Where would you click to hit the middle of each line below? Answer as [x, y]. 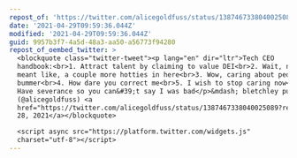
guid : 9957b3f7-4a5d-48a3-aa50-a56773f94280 [92, 42]
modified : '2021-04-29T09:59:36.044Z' [80, 34]
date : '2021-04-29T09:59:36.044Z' [73, 26]
